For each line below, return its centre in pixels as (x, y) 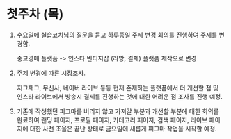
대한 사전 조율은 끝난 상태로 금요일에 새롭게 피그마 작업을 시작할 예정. (123, 129)
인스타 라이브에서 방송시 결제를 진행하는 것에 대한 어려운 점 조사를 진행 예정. (120, 96)
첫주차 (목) (35, 14)
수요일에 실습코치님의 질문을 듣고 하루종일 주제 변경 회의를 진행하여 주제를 (117, 35)
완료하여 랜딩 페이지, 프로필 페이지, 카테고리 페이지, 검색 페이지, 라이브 (112, 120)
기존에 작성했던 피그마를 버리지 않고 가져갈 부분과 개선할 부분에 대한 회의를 (118, 111)
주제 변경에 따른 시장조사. (51, 73)
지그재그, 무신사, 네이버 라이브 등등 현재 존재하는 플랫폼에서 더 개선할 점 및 (118, 88)
